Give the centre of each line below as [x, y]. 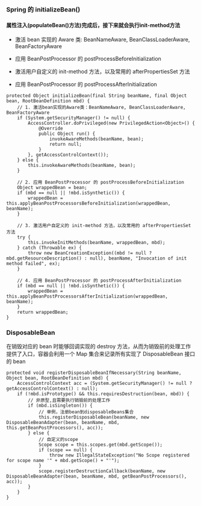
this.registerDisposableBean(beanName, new [94, 417]
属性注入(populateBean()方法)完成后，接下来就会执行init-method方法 [93, 25]
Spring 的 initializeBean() [43, 9]
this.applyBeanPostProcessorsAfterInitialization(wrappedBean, [87, 296]
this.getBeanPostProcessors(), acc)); [55, 428]
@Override [51, 129]
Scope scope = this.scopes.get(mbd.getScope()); [100, 445]
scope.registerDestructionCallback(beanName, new [102, 471]
